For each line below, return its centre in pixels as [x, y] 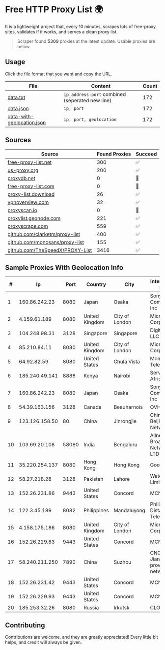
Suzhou [123, 562]
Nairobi [122, 376]
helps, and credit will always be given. [43, 642]
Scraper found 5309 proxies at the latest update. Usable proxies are [86, 41]
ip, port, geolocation [90, 119]
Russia [91, 608]
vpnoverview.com [28, 202]
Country [96, 284]
